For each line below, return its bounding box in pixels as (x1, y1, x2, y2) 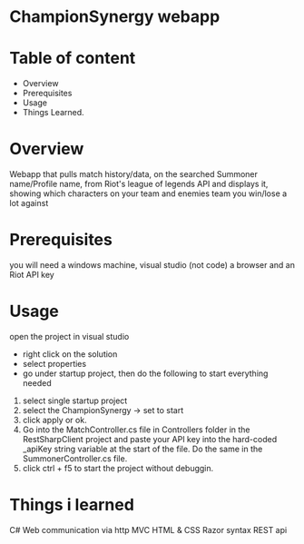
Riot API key (9, 270, 54, 280)
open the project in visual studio (9, 331, 130, 341)
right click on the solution (22, 348, 118, 360)
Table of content (9, 48, 136, 69)
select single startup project (22, 395, 128, 406)
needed (22, 377, 52, 388)
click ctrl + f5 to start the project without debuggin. (22, 462, 214, 473)
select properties (22, 358, 87, 369)
